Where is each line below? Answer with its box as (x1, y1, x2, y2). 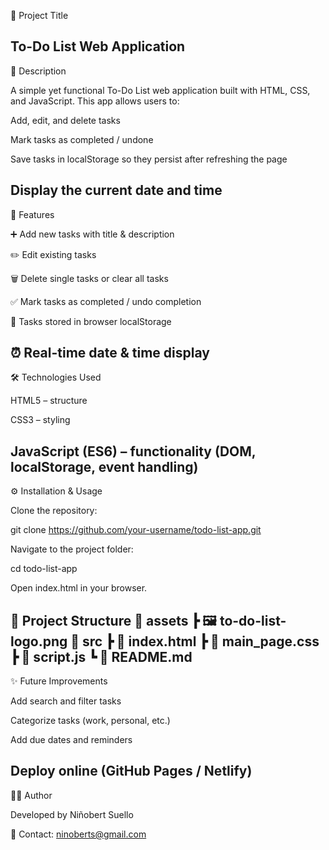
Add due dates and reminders (10, 734, 133, 746)
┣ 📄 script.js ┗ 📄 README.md (10, 648, 193, 665)
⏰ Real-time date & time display (10, 345, 210, 362)
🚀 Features (10, 208, 55, 220)
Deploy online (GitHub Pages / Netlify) (10, 763, 253, 780)
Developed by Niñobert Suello (10, 808, 134, 820)
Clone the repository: (10, 505, 98, 517)
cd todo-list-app (10, 563, 78, 575)
